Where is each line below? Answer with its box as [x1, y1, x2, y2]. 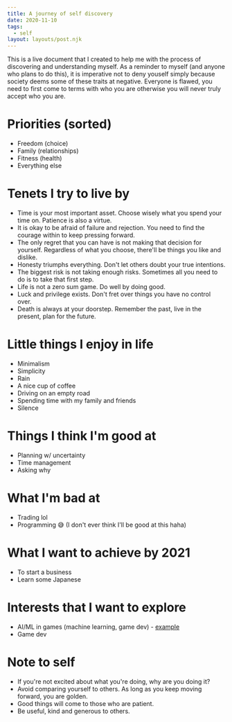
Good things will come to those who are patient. [17, 699, 154, 707]
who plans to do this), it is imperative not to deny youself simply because [7, 70, 216, 79]
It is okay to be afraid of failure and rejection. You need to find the [17, 224, 205, 231]
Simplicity [17, 366, 46, 375]
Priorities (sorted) [7, 116, 112, 132]
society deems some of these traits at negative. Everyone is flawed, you [7, 77, 213, 85]
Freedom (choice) [17, 140, 69, 148]
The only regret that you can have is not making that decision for [17, 238, 202, 247]
